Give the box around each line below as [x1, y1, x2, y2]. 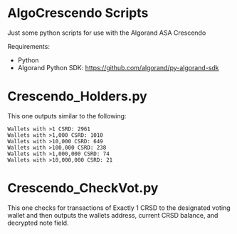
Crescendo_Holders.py [7, 89, 147, 104]
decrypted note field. [7, 218, 69, 227]
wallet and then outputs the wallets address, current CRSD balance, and [7, 211, 218, 219]
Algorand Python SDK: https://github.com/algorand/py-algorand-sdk [17, 63, 219, 72]
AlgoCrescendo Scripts [7, 5, 149, 21]
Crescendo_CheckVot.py [7, 180, 159, 196]
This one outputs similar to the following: [7, 111, 127, 120]
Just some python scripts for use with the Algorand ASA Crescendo [7, 28, 206, 37]
